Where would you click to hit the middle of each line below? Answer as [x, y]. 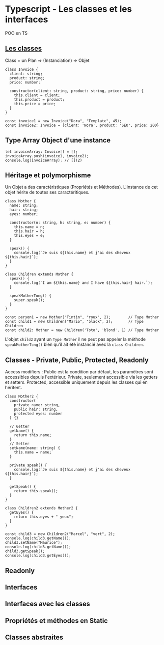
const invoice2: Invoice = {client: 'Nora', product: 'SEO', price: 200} [82, 125]
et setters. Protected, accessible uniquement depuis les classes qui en [76, 382]
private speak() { [28, 465]
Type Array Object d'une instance [58, 140]
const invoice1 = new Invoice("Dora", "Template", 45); [63, 121]
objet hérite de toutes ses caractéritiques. [47, 192]
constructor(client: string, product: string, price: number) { [77, 91]
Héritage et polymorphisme [48, 175]
